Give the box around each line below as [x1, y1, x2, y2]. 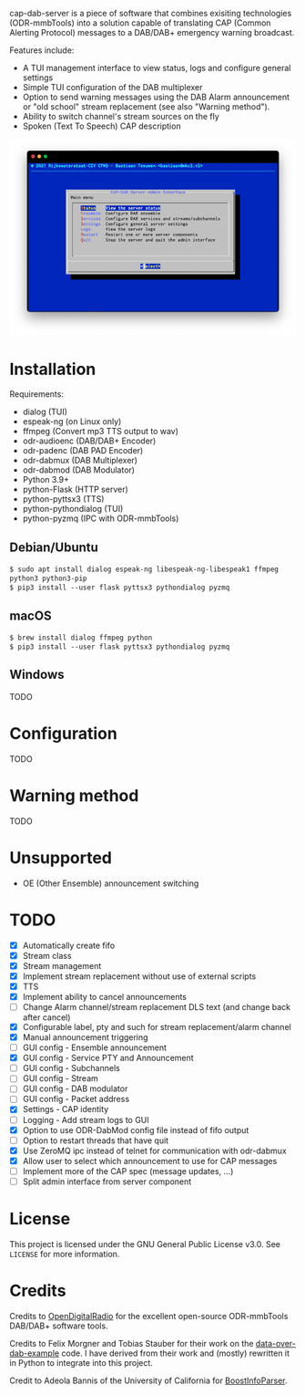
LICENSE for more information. [9, 1248, 120, 1259]
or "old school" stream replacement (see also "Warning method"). [22, 101, 270, 112]
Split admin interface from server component [22, 1176, 192, 1187]
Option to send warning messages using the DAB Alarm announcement [22, 91, 290, 102]
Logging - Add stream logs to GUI [22, 1114, 150, 1125]
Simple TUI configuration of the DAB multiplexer [22, 82, 203, 92]
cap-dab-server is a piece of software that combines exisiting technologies [9, 8, 292, 18]
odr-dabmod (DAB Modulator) [22, 464, 135, 475]
